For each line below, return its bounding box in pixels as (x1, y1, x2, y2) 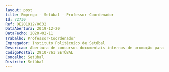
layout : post (5, 7, 33, 13)
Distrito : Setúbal (5, 59, 44, 64)
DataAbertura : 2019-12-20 (5, 26, 60, 31)
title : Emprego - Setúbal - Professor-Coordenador (5, 12, 114, 17)
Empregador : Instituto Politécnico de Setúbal (5, 41, 105, 46)
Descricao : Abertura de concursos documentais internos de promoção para (5, 45, 164, 50)
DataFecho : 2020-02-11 (5, 31, 53, 36)
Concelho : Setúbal (5, 54, 44, 60)
